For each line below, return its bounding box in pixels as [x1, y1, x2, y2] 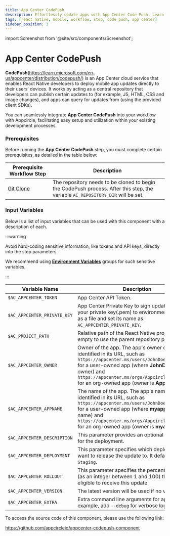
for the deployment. [77, 437, 124, 444]
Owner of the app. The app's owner [77, 344, 162, 351]
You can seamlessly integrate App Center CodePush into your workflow [5, 112, 156, 118]
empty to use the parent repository [77, 336, 160, 343]
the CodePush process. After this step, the [52, 185, 153, 192]
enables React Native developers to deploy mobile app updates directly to [5, 80, 159, 86]
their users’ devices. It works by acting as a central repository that [5, 86, 143, 92]
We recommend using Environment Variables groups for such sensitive [5, 258, 155, 264]
